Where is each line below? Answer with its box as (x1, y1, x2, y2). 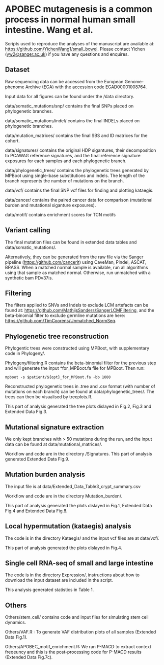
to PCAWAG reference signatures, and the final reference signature (5, 152, 141, 158)
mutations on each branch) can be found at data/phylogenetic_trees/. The (5, 388, 155, 395)
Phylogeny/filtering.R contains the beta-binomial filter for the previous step (5, 360, 156, 366)
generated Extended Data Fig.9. (5, 456, 70, 462)
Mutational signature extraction (5, 423, 104, 431)
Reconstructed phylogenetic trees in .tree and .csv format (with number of (5, 384, 156, 389)
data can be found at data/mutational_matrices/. (5, 441, 102, 447)
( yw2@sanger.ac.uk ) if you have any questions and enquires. (5, 51, 129, 57)
